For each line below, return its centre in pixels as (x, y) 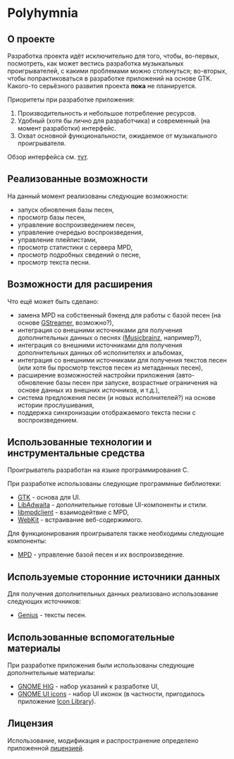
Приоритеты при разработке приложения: (71, 99)
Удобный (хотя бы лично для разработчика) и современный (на (113, 121)
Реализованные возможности (78, 179)
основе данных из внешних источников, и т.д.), (88, 390)
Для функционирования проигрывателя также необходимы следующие (116, 533)
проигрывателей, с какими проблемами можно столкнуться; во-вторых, (117, 71)
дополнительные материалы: (51, 673)
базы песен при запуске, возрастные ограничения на (136, 382)
